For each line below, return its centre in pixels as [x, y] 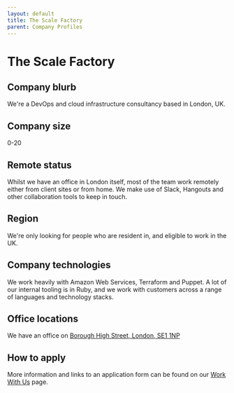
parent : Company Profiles [45, 27]
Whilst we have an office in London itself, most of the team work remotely [113, 182]
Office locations [43, 319]
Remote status [39, 165]
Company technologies [59, 265]
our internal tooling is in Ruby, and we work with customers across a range [115, 289]
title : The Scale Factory [45, 20]
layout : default [31, 14]
